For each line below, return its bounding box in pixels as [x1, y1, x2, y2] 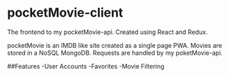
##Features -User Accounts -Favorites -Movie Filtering [7, 62, 164, 70]
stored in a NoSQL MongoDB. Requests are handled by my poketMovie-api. [7, 49, 223, 57]
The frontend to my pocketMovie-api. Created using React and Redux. [7, 28, 208, 36]
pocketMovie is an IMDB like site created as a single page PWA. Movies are [7, 41, 223, 49]
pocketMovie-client [7, 5, 124, 21]
